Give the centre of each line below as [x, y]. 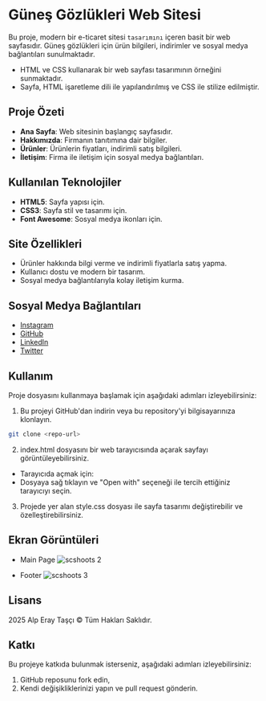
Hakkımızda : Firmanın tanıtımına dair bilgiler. [94, 140]
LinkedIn [34, 342]
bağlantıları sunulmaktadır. [52, 54]
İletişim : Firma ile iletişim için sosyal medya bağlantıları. [112, 157]
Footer [31, 575]
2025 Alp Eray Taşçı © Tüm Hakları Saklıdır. [80, 620]
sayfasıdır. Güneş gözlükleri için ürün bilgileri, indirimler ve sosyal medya [128, 45]
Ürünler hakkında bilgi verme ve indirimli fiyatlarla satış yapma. [123, 264]
